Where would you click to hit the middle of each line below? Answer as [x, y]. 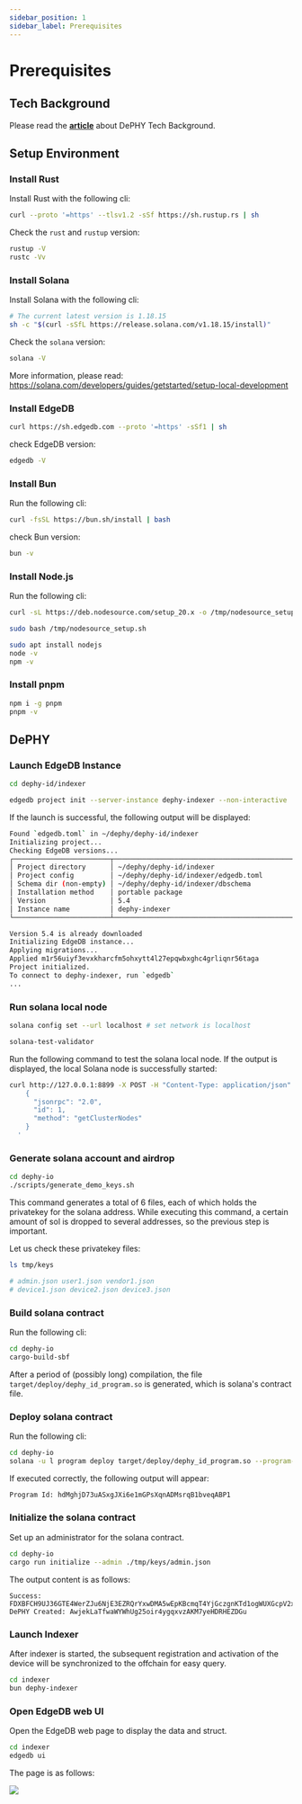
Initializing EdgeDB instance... [72, 942]
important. [28, 1231]
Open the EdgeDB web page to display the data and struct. [118, 1730]
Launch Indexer [44, 1634]
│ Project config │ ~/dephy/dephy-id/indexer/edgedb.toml [136, 876]
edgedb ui [28, 1755]
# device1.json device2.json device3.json [90, 1290]
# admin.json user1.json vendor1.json [82, 1281]
